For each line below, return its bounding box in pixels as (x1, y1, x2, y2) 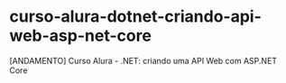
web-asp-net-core (9, 25, 152, 46)
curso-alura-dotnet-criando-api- (9, 6, 262, 27)
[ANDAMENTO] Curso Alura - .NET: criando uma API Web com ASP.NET (9, 55, 278, 66)
